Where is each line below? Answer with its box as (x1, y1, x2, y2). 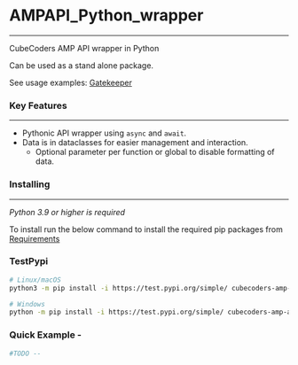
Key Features (9, 99, 68, 112)
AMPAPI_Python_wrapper (9, 5, 204, 26)
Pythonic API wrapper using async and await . (21, 128, 187, 138)
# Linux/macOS (9, 276, 62, 284)
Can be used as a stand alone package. (9, 59, 153, 71)
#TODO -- (9, 349, 42, 358)
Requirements (9, 233, 60, 244)
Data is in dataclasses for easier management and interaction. (21, 137, 248, 148)
